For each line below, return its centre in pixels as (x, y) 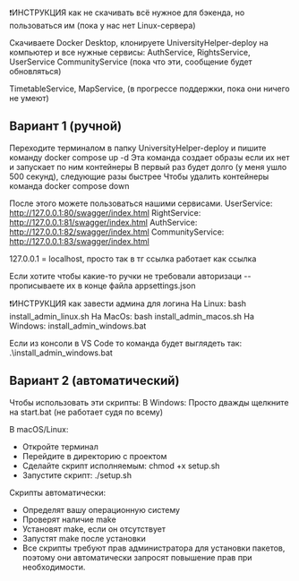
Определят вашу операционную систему (101, 509)
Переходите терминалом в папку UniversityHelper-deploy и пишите (138, 148)
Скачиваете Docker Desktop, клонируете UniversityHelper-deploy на (139, 43)
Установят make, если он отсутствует (94, 529)
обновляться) (35, 71)
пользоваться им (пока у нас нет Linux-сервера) (103, 26)
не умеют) (29, 98)
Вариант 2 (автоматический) (94, 381)
